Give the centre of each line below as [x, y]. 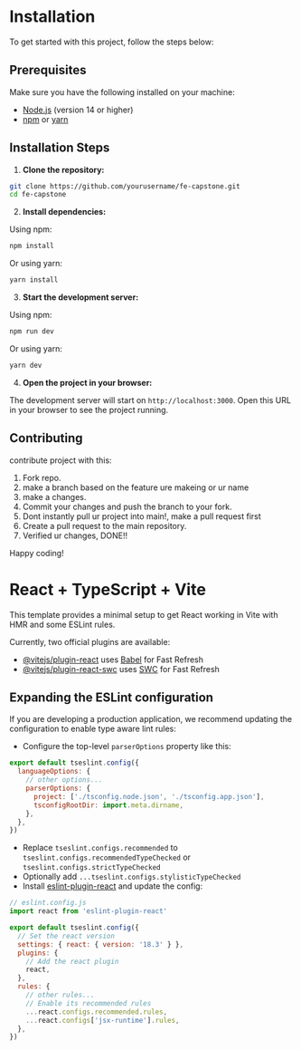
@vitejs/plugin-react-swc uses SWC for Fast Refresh [121, 669]
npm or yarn [45, 119]
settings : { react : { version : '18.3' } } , [100, 944]
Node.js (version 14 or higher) [78, 110]
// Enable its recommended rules [89, 1003]
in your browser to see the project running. [89, 409]
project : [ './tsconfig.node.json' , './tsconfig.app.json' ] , [149, 796]
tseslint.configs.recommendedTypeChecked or [107, 857]
